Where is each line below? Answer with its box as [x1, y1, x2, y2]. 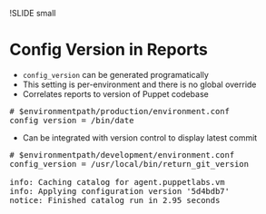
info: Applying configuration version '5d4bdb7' [9, 186, 230, 196]
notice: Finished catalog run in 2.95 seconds [9, 195, 221, 205]
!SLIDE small [9, 8, 56, 18]
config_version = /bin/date [9, 115, 134, 125]
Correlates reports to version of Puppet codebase [22, 88, 209, 99]
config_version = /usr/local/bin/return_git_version [9, 159, 250, 169]
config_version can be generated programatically [22, 69, 209, 80]
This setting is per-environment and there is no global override [22, 79, 257, 90]
